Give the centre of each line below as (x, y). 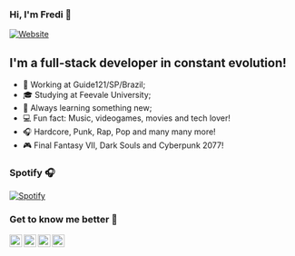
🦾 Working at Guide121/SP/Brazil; (84, 84)
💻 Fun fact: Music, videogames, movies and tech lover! (127, 118)
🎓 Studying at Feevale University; (87, 95)
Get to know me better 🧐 (64, 220)
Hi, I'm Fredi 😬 (41, 15)
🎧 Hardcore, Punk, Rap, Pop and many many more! (119, 132)
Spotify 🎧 (32, 173)
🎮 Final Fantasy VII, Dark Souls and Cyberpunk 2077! (123, 145)
